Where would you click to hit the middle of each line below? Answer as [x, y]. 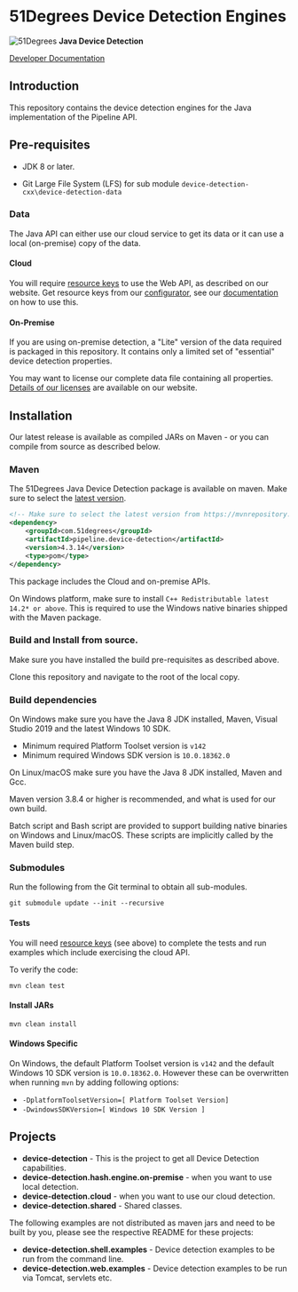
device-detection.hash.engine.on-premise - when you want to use [147, 1177]
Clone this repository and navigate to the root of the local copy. [125, 676]
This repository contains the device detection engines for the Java [130, 108]
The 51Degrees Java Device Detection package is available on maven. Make [149, 489]
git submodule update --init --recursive [87, 904]
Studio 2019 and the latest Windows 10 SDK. [90, 729]
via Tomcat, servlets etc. [67, 1278]
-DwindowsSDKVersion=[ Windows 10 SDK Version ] [114, 1110]
